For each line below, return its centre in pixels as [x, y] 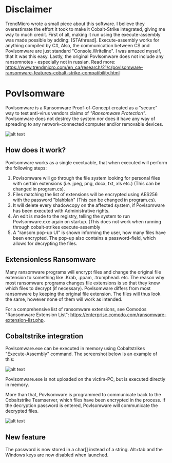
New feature [26, 437]
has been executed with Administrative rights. [61, 210]
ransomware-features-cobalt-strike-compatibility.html [62, 72]
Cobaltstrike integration [44, 336]
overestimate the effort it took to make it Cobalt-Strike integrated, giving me [85, 29]
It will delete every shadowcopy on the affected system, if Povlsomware [89, 205]
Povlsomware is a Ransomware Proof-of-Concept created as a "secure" [81, 108]
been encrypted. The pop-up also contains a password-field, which [84, 238]
